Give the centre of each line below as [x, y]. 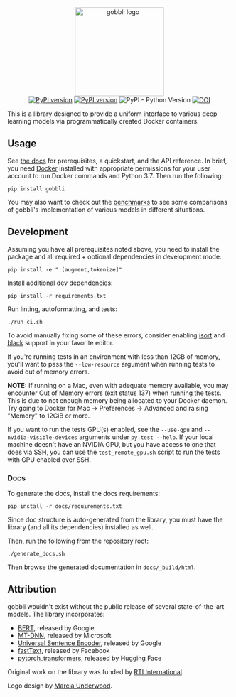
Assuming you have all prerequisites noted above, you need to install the [113, 249]
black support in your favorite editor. [61, 342]
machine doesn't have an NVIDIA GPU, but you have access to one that [112, 444]
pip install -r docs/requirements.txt [65, 506]
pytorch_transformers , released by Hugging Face [90, 658]
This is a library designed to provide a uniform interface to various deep [112, 114]
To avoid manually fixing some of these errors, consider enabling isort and [116, 335]
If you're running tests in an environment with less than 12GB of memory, [114, 356]
